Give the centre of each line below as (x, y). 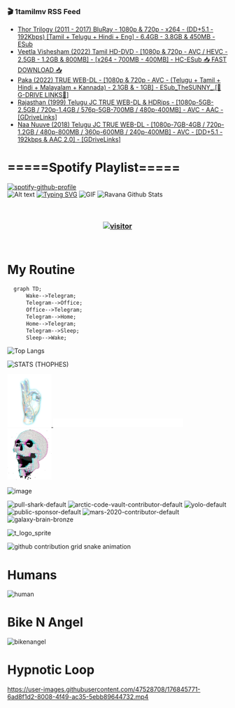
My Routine (41, 269)
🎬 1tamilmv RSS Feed (44, 11)
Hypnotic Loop (51, 670)
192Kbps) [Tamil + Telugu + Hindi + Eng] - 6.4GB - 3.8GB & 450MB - (116, 37)
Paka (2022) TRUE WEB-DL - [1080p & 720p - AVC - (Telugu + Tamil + (119, 80)
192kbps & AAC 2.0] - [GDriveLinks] (69, 140)
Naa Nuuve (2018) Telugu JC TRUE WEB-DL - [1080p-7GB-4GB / (111, 124)
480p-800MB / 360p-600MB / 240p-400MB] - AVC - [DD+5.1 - (131, 132)
